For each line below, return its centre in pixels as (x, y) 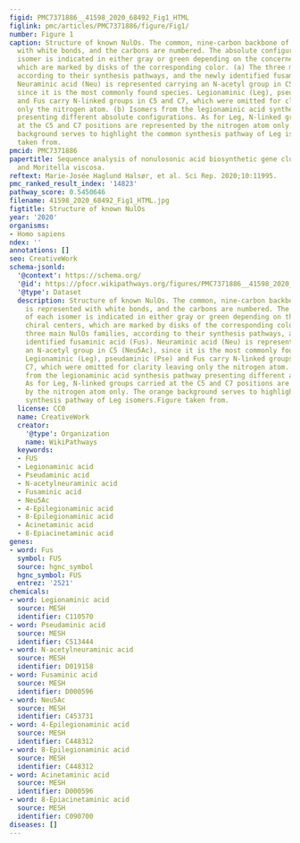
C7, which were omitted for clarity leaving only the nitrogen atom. (158, 367)
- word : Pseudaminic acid (57, 625)
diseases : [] (33, 824)
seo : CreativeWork (43, 259)
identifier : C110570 (55, 617)
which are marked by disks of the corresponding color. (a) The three (151, 68)
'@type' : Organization (67, 434)
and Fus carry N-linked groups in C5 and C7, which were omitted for (149, 101)
